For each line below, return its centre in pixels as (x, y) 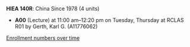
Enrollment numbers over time (43, 38)
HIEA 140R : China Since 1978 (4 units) (53, 9)
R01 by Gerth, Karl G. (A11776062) (56, 26)
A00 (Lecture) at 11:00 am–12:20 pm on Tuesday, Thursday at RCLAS (99, 20)
